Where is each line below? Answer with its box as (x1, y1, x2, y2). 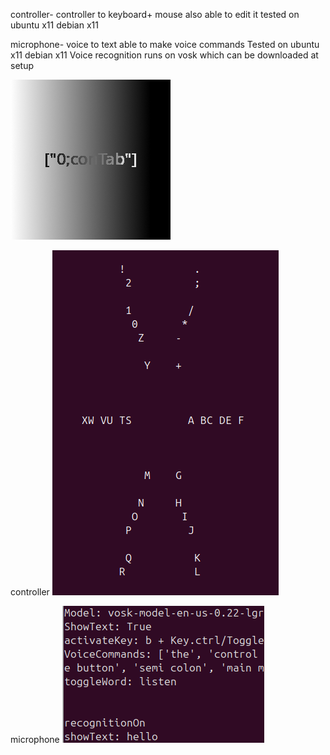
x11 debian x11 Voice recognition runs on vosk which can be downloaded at (10, 49, 319, 61)
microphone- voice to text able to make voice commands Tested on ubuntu (10, 39, 320, 50)
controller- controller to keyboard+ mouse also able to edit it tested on (10, 9, 300, 20)
